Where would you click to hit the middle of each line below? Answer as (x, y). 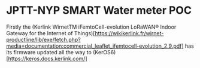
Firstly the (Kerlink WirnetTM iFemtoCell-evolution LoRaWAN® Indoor (91, 27)
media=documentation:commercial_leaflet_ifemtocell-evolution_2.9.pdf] (95, 46)
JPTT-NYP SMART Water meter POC (99, 10)
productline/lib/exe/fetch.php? (43, 39)
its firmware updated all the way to (49, 52)
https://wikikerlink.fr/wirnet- (129, 33)
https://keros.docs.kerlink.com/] (48, 58)
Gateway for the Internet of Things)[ (51, 33)
